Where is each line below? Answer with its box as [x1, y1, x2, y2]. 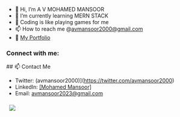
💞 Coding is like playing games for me [14, 19, 109, 25]
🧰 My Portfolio [14, 34, 51, 41]
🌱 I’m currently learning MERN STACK [14, 12, 108, 19]
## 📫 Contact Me [6, 63, 51, 71]
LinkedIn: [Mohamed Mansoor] [14, 83, 92, 90]
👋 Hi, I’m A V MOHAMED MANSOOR [14, 6, 104, 13]
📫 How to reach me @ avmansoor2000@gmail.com [14, 25, 143, 33]
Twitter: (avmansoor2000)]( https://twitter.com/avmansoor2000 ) [14, 77, 175, 84]
